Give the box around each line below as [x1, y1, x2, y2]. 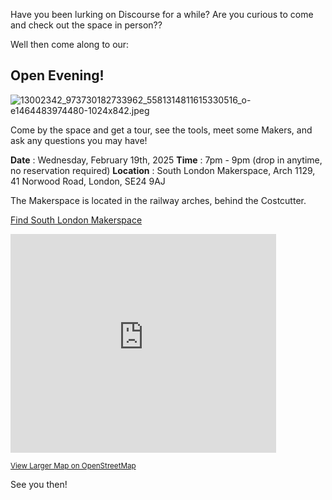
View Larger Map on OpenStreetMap [10, 460, 137, 471]
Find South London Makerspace [10, 214, 143, 226]
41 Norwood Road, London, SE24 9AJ [10, 175, 166, 187]
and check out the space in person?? [10, 19, 163, 31]
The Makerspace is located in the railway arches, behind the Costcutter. [10, 194, 307, 206]
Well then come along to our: [10, 39, 130, 50]
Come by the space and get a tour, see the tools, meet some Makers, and [10, 124, 313, 136]
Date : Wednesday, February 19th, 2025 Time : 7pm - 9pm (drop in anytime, [10, 154, 323, 166]
